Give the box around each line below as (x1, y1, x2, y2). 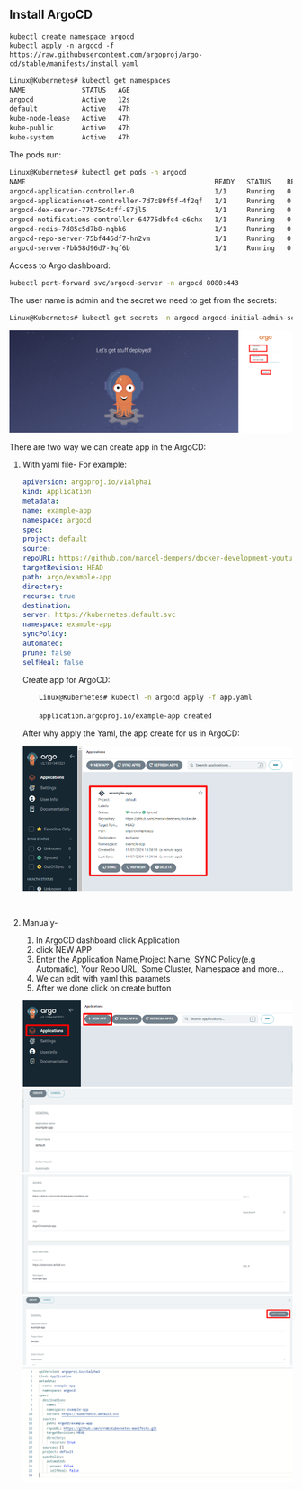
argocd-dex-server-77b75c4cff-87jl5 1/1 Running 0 (9, 206, 292, 215)
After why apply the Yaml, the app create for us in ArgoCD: (22, 728, 240, 739)
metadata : (22, 497, 60, 506)
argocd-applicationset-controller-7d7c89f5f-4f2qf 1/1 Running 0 (9, 196, 292, 205)
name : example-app (22, 506, 92, 516)
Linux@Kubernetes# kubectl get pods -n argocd (9, 167, 187, 176)
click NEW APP (35, 945, 93, 955)
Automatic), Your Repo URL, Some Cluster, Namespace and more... (35, 964, 285, 974)
